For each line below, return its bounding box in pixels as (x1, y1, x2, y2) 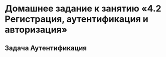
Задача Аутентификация (5, 44, 87, 52)
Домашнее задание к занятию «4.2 (5, 3, 161, 14)
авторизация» (5, 24, 68, 35)
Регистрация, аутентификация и (5, 13, 148, 25)
